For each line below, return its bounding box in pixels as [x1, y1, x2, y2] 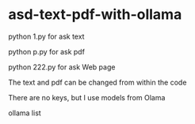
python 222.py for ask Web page [8, 62, 116, 72]
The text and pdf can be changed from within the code [8, 77, 187, 87]
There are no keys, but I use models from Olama [8, 92, 166, 102]
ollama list [8, 108, 41, 118]
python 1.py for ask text [8, 32, 85, 41]
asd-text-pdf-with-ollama [8, 6, 182, 24]
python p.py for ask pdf [8, 47, 86, 56]
